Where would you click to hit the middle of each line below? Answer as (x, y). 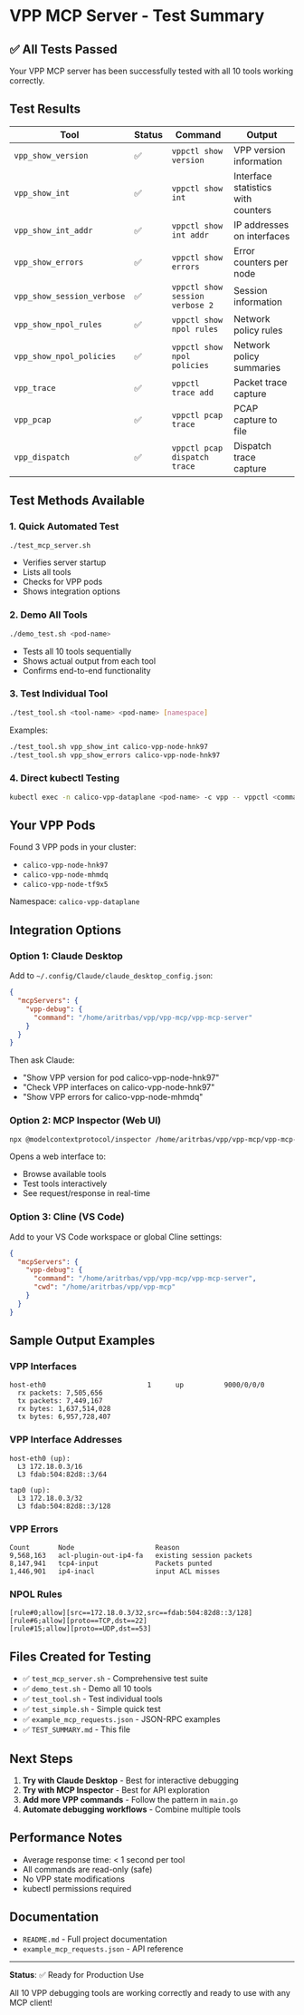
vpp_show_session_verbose (70, 296)
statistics (253, 187)
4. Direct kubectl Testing (65, 778)
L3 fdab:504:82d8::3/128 (64, 1506)
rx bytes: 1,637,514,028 (64, 1409)
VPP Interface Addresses (66, 1440)
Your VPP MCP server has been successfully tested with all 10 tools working (152, 71)
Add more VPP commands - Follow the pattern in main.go (130, 1799)
